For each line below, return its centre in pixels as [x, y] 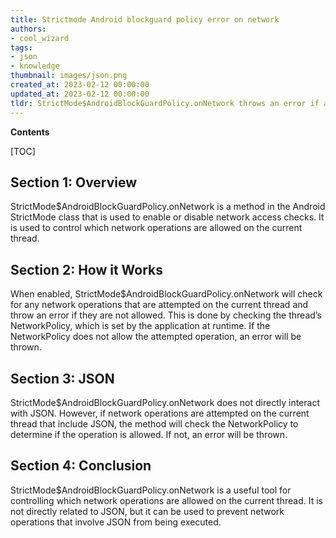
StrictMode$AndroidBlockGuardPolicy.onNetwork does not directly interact [165, 402]
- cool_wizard [40, 38]
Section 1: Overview [74, 182]
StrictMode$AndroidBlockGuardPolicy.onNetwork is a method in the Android [168, 207]
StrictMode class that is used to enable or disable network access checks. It [167, 217]
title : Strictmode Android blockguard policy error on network [145, 19]
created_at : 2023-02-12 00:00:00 [80, 85]
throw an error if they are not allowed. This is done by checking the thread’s [166, 315]
